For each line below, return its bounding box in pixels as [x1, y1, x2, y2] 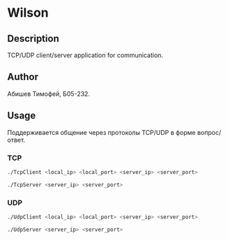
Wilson [7, 5, 49, 21]
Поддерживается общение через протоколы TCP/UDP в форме [7, 128, 197, 136]
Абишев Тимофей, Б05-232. [7, 89, 91, 98]
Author [7, 71, 38, 83]
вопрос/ [197, 128, 222, 136]
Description [7, 33, 59, 45]
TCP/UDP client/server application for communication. [7, 51, 164, 59]
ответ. [7, 136, 26, 144]
